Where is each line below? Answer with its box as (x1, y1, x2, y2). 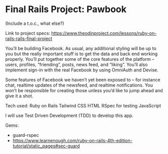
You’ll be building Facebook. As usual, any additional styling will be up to (5, 45, 157, 51)
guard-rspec (12, 132, 39, 138)
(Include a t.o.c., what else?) (5, 20, 64, 26)
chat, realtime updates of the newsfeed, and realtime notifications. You (5, 82, 153, 88)
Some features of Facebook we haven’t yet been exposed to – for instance (5, 76, 160, 83)
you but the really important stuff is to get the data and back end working (5, 51, 158, 57)
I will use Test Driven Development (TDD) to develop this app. (5, 112, 134, 119)
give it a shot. (5, 93, 34, 99)
